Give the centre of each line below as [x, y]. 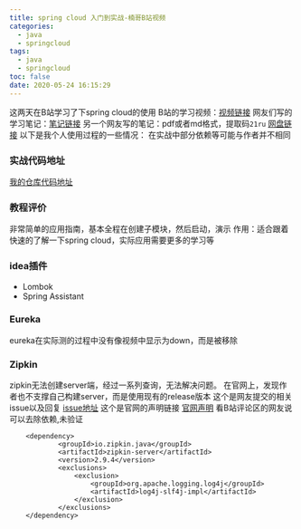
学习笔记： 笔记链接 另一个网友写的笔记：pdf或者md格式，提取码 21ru [138, 123]
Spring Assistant [53, 296]
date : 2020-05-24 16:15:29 [60, 85]
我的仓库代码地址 [41, 181]
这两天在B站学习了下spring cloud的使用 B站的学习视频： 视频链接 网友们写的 [151, 112]
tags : [19, 52]
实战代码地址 [38, 160]
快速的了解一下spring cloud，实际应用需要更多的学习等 [112, 240]
